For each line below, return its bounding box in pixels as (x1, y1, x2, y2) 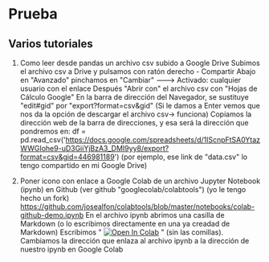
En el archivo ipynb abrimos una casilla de (85, 211, 225, 219)
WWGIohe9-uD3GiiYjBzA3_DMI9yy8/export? (19, 144, 169, 153)
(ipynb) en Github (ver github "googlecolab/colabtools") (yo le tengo (19, 185, 247, 194)
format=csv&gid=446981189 (19, 152, 115, 162)
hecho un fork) (19, 194, 70, 203)
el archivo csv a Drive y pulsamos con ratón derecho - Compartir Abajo (19, 67, 256, 76)
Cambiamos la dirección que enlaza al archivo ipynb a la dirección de (19, 236, 250, 245)
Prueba (8, 5, 58, 23)
